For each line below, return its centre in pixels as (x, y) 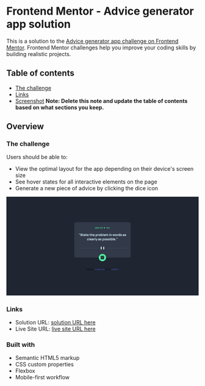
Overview (25, 127)
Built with (21, 345)
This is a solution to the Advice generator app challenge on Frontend (92, 41)
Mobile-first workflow (42, 377)
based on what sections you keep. (59, 107)
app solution (39, 24)
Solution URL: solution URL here (55, 322)
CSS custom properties (45, 365)
